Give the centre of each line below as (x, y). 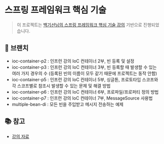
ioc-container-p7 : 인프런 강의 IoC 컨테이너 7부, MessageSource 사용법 (82, 98)
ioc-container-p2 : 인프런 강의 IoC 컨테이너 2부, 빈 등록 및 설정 (73, 61)
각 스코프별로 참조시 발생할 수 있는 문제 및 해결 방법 (61, 86)
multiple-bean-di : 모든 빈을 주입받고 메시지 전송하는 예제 (68, 104)
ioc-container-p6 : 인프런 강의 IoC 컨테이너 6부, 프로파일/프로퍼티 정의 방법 (85, 92)
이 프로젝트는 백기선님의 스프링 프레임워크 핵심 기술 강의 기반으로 (79, 25)
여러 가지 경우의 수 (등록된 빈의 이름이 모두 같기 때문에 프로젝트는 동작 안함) (84, 73)
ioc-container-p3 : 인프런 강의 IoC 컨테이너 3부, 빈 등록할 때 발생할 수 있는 (84, 67)
